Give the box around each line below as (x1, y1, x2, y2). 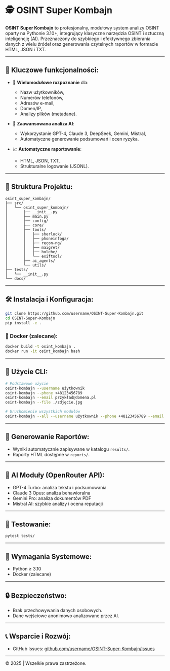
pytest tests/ (5, 533, 35, 539)
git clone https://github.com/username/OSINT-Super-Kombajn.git (5, 311, 144, 316)
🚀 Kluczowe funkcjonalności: (5, 66, 99, 75)
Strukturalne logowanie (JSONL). (20, 163, 90, 169)
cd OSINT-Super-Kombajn (5, 316, 56, 321)
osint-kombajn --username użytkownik (5, 386, 85, 391)
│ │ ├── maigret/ (5, 245, 60, 250)
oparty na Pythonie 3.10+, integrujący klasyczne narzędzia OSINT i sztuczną (5, 30, 164, 36)
